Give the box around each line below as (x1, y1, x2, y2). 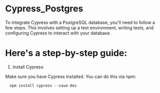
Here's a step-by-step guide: (5, 48, 128, 59)
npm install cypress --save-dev (9, 83, 77, 88)
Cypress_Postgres (5, 3, 83, 14)
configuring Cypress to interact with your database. (5, 30, 111, 36)
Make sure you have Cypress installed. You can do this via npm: (5, 73, 137, 80)
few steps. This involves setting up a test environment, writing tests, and (5, 24, 154, 30)
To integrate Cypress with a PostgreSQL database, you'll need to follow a (5, 19, 156, 25)
